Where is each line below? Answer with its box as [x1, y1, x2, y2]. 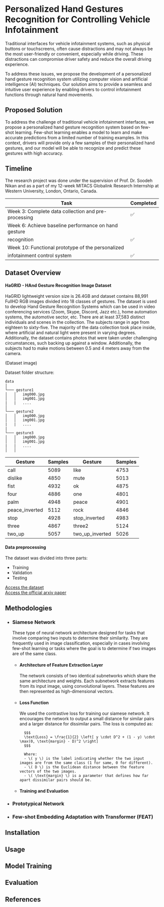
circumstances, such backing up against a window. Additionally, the [5, 340, 142, 346]
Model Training [5, 862, 52, 870]
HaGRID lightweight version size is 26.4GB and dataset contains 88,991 [5, 293, 148, 299]
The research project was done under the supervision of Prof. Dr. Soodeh [5, 178, 153, 183]
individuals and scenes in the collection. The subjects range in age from [5, 319, 150, 325]
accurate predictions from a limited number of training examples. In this [5, 134, 149, 140]
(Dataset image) [5, 360, 38, 366]
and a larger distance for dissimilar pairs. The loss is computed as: [19, 721, 153, 727]
